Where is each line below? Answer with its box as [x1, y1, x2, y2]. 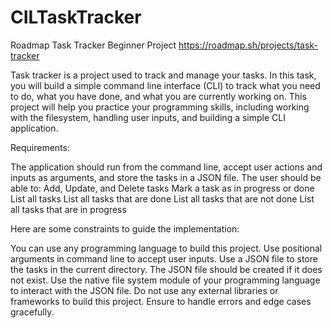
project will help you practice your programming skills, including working [10, 101, 310, 113]
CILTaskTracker [10, 6, 142, 29]
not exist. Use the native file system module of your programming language [10, 274, 321, 286]
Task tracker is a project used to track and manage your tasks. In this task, [10, 69, 317, 81]
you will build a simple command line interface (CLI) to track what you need [10, 79, 321, 91]
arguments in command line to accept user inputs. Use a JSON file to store [10, 252, 318, 265]
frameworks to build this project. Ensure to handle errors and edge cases [10, 295, 312, 307]
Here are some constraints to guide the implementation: [10, 222, 240, 235]
